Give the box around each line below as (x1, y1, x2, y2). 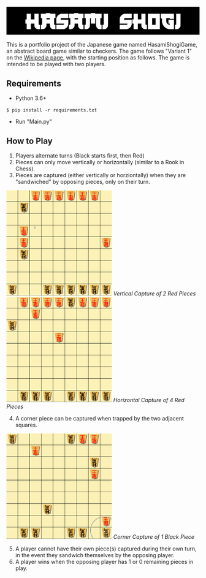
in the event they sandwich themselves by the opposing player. (15, 552, 175, 559)
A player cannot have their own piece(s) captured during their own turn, (15, 545, 197, 552)
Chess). (15, 165, 36, 172)
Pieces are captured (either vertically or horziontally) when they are (15, 172, 186, 179)
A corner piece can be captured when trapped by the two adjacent (15, 415, 184, 422)
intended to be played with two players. (6, 61, 106, 68)
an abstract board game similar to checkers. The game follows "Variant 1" (6, 47, 192, 55)
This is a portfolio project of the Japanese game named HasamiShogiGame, (6, 41, 197, 48)
